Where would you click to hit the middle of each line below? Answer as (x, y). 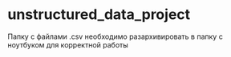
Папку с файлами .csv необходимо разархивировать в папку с (115, 36)
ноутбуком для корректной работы (68, 44)
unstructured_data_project (99, 15)
